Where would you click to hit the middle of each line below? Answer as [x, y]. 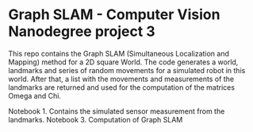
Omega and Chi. [35, 95]
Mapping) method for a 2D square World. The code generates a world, [123, 62]
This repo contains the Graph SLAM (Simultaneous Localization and [119, 53]
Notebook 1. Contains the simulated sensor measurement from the [117, 111]
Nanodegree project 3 [82, 31]
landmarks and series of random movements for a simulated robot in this [127, 70]
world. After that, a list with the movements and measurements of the [121, 79]
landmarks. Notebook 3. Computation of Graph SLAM [96, 119]
